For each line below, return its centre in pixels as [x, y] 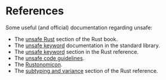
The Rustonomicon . [38, 64]
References [35, 11]
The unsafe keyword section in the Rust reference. [76, 51]
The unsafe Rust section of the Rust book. [66, 39]
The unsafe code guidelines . [49, 58]
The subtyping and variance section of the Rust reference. [86, 70]
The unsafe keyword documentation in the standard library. [87, 45]
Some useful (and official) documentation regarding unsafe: [79, 27]
